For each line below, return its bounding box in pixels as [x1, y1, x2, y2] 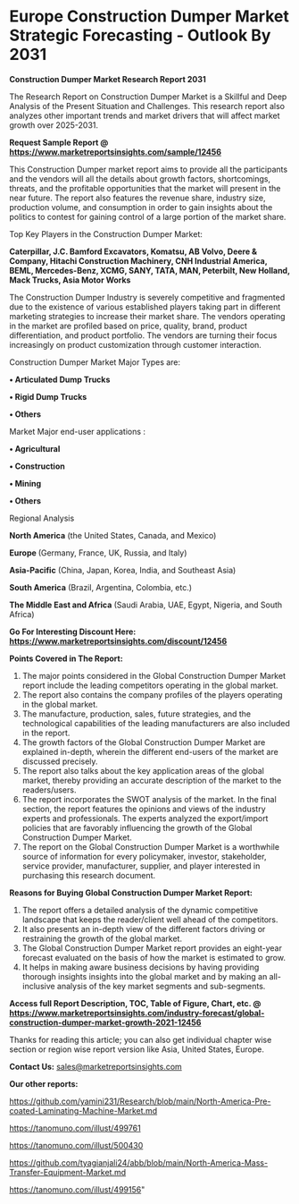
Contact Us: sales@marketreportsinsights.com [9, 1061, 183, 1072]
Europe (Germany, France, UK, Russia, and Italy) [9, 547, 187, 558]
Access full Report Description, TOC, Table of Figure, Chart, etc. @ [9, 997, 262, 1008]
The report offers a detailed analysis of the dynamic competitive [21, 904, 259, 915]
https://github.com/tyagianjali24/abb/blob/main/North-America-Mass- [9, 1157, 269, 1168]
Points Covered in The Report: [9, 653, 123, 664]
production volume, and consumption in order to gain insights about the [9, 201, 273, 212]
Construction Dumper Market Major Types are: [9, 356, 181, 368]
